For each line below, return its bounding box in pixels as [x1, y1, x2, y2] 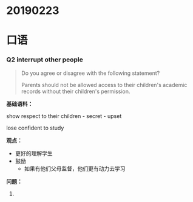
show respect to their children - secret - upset [6, 112, 122, 119]
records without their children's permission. [21, 88, 130, 95]
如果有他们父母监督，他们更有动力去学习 [24, 165, 126, 172]
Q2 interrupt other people [6, 55, 84, 64]
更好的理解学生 [15, 150, 53, 157]
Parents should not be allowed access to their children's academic [21, 81, 188, 88]
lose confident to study [6, 124, 64, 131]
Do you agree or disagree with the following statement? [21, 69, 160, 77]
